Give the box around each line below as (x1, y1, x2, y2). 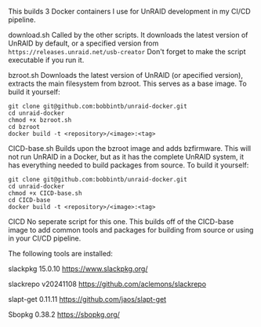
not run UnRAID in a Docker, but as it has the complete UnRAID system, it (8, 152, 245, 161)
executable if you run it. (8, 55, 85, 64)
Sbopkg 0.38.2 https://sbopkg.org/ (8, 310, 120, 319)
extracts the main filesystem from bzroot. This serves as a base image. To (8, 79, 247, 88)
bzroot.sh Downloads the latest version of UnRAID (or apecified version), (8, 71, 244, 79)
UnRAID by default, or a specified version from (8, 39, 159, 48)
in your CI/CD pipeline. (8, 233, 82, 243)
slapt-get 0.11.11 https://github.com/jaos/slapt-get (8, 295, 167, 303)
